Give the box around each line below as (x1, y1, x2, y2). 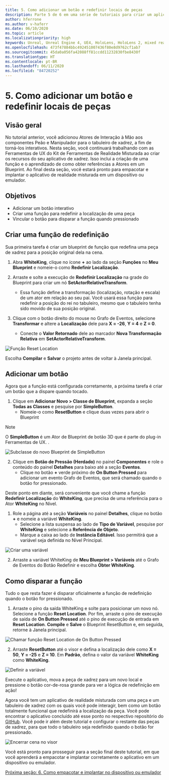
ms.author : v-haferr (5, 21, 49, 27)
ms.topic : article (5, 31, 44, 36)
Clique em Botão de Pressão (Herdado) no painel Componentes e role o (12, 459, 163, 465)
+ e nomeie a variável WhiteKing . (12, 516, 82, 522)
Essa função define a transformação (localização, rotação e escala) (20, 289, 160, 295)
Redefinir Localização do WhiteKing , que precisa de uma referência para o (5, 495, 162, 502)
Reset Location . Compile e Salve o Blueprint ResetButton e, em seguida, (12, 622, 164, 628)
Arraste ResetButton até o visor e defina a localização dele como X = (12, 646, 157, 652)
